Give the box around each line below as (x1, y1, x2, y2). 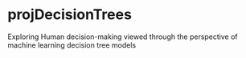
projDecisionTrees (7, 6, 132, 24)
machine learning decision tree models (7, 40, 137, 49)
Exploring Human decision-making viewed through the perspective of (7, 32, 238, 41)
